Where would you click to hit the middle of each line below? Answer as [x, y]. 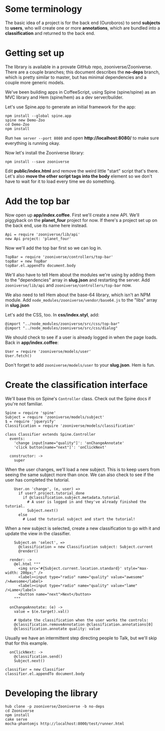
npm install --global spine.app [38, 116]
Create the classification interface [76, 385]
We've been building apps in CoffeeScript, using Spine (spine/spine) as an [81, 92]
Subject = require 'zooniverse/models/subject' [55, 417]
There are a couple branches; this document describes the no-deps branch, [82, 72]
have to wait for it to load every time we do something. [60, 181]
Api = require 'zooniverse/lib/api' [43, 234]
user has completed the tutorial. [37, 480]
